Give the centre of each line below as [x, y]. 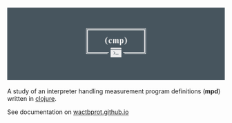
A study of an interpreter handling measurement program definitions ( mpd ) [114, 91]
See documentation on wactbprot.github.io [68, 112]
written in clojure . [32, 98]
